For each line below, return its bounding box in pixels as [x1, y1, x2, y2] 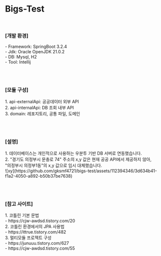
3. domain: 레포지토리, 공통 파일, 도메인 [5, 110, 80, 117]
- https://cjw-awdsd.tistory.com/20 [5, 218, 75, 224]
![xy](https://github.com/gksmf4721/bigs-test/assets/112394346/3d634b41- [5, 168, 157, 174]
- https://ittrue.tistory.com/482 [5, 229, 66, 235]
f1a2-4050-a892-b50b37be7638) [5, 173, 73, 179]
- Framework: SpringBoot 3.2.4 [5, 44, 67, 49]
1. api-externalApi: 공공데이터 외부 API [5, 98, 79, 105]
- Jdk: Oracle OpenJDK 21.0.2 [5, 49, 65, 55]
